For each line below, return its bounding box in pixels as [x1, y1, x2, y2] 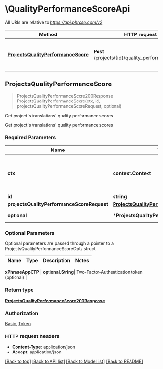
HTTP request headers [5, 333, 60, 339]
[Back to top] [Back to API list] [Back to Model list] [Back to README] [5, 358, 143, 365]
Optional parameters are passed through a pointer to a [5, 240, 114, 246]
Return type [5, 286, 34, 293]
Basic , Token [5, 320, 31, 326]
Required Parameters [5, 134, 56, 141]
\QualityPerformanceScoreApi [5, 3, 130, 15]
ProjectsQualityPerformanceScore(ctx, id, [16, 98, 100, 104]
